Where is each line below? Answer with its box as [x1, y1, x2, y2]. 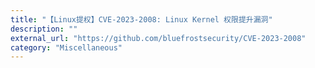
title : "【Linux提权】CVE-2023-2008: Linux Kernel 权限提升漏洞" [10, 14, 273, 25]
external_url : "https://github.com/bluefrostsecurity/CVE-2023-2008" [10, 33, 307, 43]
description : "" [10, 24, 78, 34]
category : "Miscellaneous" [10, 42, 123, 53]
